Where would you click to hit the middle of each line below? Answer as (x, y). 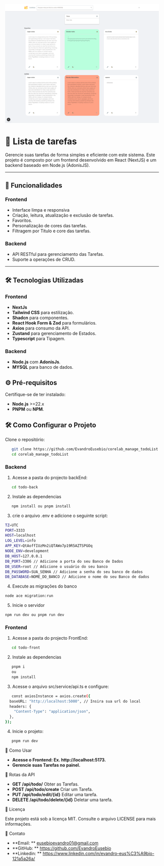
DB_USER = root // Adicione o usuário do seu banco (57, 567)
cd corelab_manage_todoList (40, 454)
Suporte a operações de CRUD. (44, 260)
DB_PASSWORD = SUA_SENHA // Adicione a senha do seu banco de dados (74, 572)
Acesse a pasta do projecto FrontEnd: (50, 638)
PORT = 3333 (15, 530)
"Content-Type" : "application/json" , (52, 712)
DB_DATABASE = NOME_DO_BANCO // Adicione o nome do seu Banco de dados (77, 577)
